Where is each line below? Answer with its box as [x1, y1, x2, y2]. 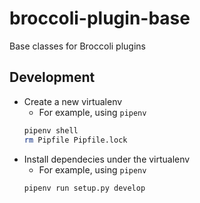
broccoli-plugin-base [9, 7, 191, 30]
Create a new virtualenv [23, 95, 123, 107]
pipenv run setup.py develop [23, 183, 146, 193]
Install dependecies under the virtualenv [23, 153, 191, 165]
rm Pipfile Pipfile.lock [23, 135, 128, 145]
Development [9, 69, 96, 86]
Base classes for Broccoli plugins [9, 40, 146, 52]
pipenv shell [23, 125, 79, 136]
